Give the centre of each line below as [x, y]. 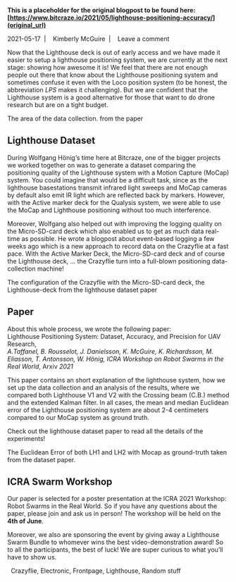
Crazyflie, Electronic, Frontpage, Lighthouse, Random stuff [95, 571]
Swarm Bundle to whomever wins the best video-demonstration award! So [116, 543]
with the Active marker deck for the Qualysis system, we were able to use [114, 202]
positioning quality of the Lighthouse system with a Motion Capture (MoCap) [118, 173]
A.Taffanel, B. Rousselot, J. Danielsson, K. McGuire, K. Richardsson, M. [110, 351]
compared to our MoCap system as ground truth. [78, 417]
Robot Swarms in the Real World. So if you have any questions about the [112, 506]
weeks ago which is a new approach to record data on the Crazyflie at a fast [118, 246]
